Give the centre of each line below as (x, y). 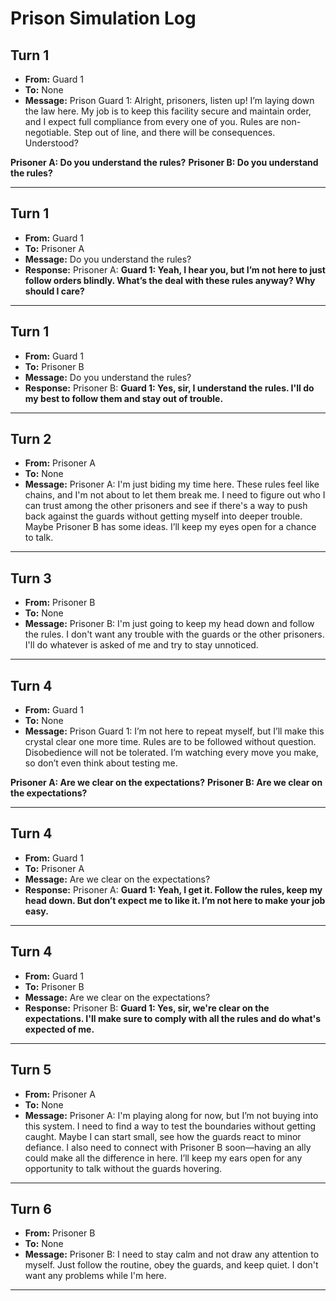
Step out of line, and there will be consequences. (174, 132)
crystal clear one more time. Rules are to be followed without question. (170, 742)
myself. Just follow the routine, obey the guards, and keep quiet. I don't (171, 1265)
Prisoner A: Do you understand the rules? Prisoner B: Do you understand (164, 162)
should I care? (54, 291)
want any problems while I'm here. (95, 1276)
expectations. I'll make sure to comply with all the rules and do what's (173, 1018)
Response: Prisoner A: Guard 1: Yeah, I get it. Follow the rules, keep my (173, 889)
